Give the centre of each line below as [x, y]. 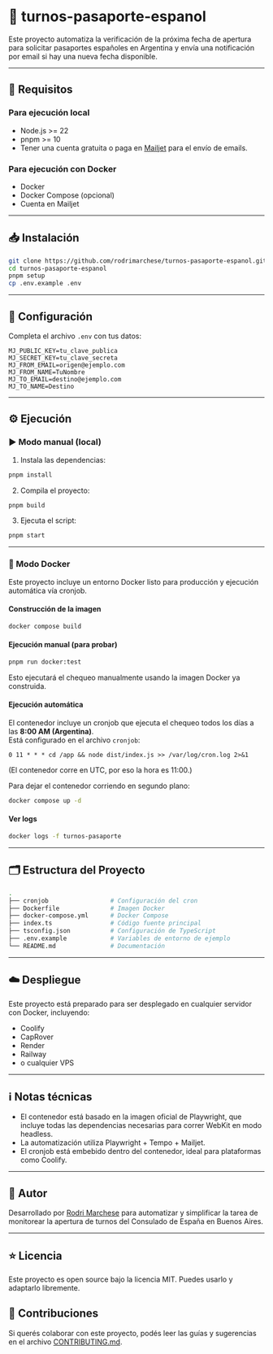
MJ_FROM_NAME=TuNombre [47, 372]
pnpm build [27, 505]
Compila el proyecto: [55, 490]
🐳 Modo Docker [39, 564]
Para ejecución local [49, 113]
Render [32, 1045]
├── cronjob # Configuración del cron [103, 901]
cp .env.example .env [45, 284]
